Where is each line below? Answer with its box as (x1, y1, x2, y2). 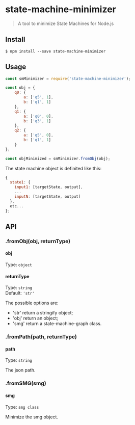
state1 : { (10, 180, 31, 185)
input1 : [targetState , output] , (14, 184, 83, 190)
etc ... (10, 203, 24, 208)
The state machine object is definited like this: (5, 165, 102, 171)
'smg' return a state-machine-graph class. (12, 321, 102, 327)
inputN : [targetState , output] (14, 194, 81, 199)
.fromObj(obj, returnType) (5, 237, 70, 245)
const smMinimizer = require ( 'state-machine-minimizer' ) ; (5, 76, 131, 81)
